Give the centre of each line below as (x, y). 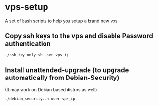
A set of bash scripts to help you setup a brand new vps (61, 21)
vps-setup (27, 7)
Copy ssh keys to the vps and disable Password (79, 36)
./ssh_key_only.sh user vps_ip (37, 55)
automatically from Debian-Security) (62, 78)
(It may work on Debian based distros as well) (51, 89)
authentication (28, 44)
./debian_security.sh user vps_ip (40, 99)
